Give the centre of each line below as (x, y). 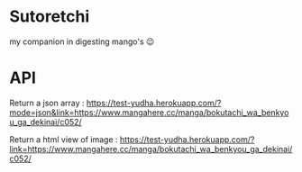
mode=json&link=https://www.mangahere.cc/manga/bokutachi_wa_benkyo (149, 112)
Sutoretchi (50, 17)
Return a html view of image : (64, 139)
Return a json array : (47, 103)
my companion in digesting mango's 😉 (82, 41)
